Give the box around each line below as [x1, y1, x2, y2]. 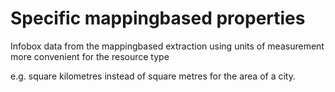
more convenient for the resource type [10, 50, 170, 62]
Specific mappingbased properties [10, 7, 306, 30]
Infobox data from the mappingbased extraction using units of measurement [10, 40, 325, 52]
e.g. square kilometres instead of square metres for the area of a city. [10, 70, 297, 82]
